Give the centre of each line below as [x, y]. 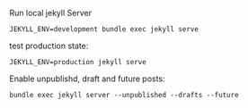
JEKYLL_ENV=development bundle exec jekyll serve [104, 29]
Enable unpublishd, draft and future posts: [87, 79]
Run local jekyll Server [51, 13]
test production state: [49, 46]
